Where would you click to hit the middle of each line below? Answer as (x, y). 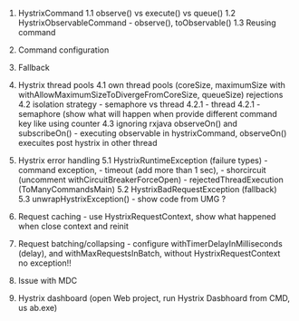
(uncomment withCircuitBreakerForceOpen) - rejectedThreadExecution (150, 180)
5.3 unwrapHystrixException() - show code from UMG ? (122, 199)
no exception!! (44, 263)
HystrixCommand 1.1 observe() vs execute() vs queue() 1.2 (127, 13)
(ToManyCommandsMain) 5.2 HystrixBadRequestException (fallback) (147, 189)
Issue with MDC (48, 281)
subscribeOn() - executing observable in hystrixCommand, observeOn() (152, 133)
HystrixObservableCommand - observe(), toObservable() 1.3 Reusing (147, 23)
